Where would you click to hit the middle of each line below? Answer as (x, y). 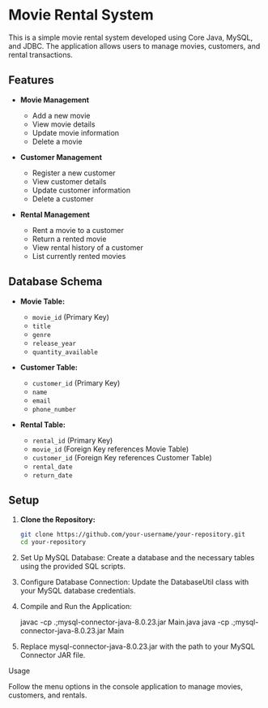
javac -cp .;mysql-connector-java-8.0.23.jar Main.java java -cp (125, 622)
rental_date (52, 467)
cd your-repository (53, 542)
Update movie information (76, 132)
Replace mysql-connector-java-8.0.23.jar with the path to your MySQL (137, 646)
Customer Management (61, 157)
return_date (52, 475)
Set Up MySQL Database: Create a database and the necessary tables (137, 558)
